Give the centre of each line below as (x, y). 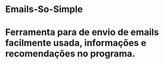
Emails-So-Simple (44, 9)
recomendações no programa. (70, 54)
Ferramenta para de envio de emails (82, 33)
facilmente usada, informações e (76, 43)
